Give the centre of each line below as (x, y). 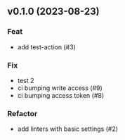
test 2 (26, 80)
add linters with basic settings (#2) (67, 129)
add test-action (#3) (46, 47)
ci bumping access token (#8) (61, 95)
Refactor (22, 113)
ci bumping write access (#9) (60, 88)
